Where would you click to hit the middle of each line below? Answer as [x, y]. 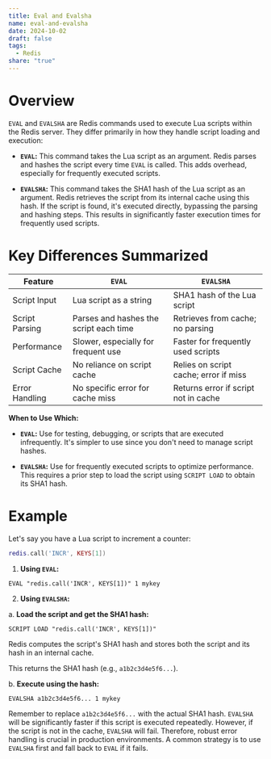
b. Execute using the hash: [54, 684]
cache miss [94, 398]
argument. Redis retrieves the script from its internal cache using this [135, 197]
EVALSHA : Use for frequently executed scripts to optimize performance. [137, 466]
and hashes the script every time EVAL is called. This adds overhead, [133, 164]
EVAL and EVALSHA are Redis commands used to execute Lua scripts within [130, 123]
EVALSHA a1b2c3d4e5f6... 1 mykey [65, 698]
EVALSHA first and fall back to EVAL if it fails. [78, 748]
